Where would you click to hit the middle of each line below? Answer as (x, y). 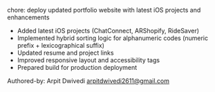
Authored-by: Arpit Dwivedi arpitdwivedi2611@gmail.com (88, 81)
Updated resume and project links (65, 53)
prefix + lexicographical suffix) (61, 45)
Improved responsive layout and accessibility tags (88, 60)
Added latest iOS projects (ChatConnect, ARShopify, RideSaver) (108, 31)
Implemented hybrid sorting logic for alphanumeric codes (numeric (113, 38)
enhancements (28, 17)
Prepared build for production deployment (77, 67)
